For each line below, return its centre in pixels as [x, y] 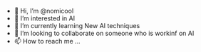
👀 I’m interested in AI [45, 18]
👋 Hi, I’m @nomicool [44, 11]
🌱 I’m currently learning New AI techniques [77, 26]
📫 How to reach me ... [47, 41]
